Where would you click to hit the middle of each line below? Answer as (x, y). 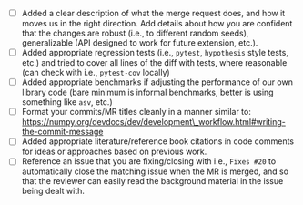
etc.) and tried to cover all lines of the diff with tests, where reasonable (154, 63)
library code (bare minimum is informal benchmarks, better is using (147, 92)
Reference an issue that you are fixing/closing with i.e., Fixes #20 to (149, 161)
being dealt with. (53, 191)
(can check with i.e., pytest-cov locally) (96, 73)
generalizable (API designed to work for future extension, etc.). (140, 43)
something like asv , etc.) (67, 102)
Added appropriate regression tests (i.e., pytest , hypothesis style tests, (155, 53)
